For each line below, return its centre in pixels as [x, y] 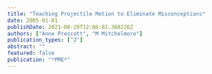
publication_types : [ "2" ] [45, 40]
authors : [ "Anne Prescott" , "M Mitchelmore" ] [75, 33]
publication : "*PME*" [39, 60]
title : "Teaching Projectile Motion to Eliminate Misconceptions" [106, 14]
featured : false [31, 54]
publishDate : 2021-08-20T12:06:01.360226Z [70, 27]
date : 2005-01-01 [33, 20]
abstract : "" [26, 47]
